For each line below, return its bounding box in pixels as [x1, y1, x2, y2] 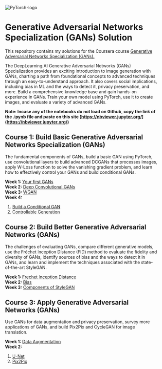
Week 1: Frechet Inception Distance [5, 274, 76, 280]
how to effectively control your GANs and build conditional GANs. [5, 169, 136, 175]
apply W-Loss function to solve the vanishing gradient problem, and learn [5, 164, 152, 170]
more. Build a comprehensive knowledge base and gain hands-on [5, 88, 137, 95]
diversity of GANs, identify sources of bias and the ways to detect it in [5, 254, 145, 260]
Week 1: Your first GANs [5, 179, 54, 184]
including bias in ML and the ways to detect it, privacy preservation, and [5, 83, 150, 89]
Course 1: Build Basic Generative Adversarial [5, 133, 144, 142]
